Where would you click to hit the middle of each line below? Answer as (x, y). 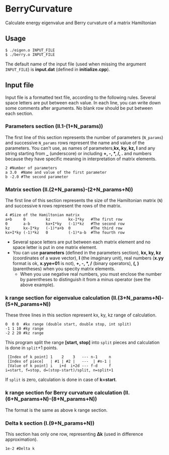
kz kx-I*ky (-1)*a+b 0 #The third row (64, 228)
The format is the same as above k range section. (57, 410)
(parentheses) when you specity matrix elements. (64, 269)
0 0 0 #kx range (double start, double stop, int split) (68, 324)
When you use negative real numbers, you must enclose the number (91, 274)
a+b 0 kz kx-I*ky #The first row (64, 220)
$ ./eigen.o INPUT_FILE (30, 50)
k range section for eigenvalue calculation (58, 298)
